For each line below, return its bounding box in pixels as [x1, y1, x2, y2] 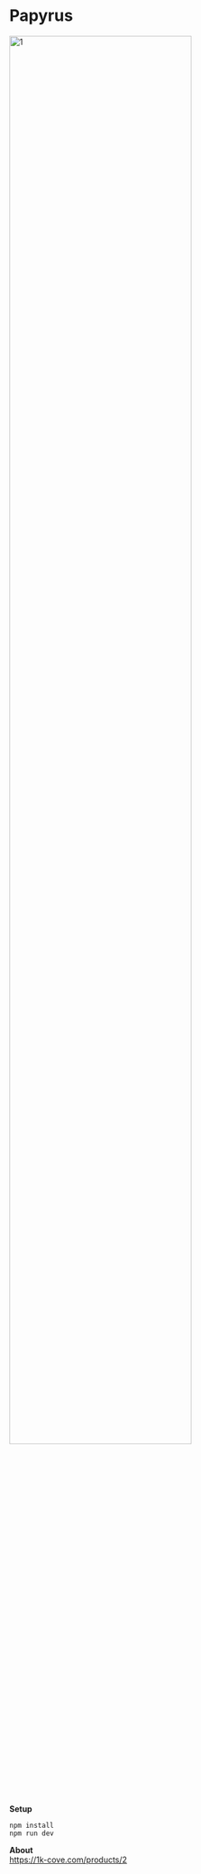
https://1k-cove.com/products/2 [9, 1854, 128, 1865]
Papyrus [9, 5, 74, 26]
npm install [9, 1821, 54, 1830]
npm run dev [9, 1829, 54, 1838]
